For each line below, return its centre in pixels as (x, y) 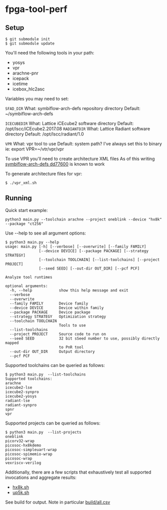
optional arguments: (27, 286)
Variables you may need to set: (37, 99)
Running (19, 198)
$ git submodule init (28, 39)
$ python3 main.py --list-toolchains (45, 374)
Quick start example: (26, 210)
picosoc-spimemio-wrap (29, 454)
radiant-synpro (21, 405)
